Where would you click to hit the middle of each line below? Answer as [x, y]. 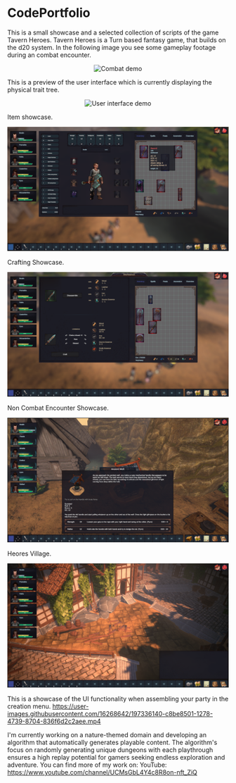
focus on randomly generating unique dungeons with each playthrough [110, 750]
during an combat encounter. [49, 55]
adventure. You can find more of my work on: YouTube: [87, 765]
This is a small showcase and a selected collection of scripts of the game [113, 32]
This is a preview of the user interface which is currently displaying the [110, 82]
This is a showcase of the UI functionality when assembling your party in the [118, 699]
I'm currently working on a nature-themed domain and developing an [107, 735]
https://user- [71, 706]
